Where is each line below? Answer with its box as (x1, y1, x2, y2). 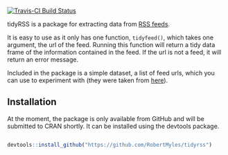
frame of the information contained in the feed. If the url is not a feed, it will (7, 48, 222, 56)
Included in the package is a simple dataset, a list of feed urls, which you (7, 69, 215, 77)
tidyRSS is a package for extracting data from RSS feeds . (7, 20, 170, 28)
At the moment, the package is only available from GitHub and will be (7, 114, 204, 122)
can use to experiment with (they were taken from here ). (7, 76, 168, 84)
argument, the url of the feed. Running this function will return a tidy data (7, 41, 216, 48)
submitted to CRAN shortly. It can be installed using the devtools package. (7, 122, 220, 130)
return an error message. (7, 55, 78, 64)
